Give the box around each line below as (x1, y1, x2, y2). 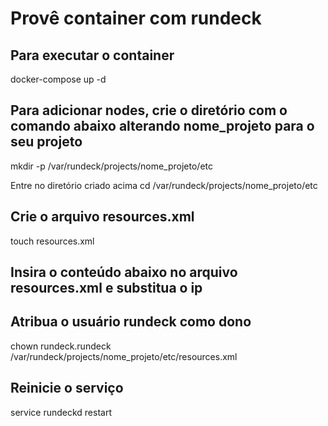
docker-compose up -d (10, 73, 107, 85)
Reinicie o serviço (10, 380, 124, 397)
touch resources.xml (10, 235, 95, 247)
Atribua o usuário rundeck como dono (10, 313, 252, 331)
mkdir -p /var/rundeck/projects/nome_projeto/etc (10, 160, 214, 172)
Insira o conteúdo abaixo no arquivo (10, 264, 238, 281)
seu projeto (10, 133, 83, 151)
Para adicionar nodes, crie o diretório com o (10, 102, 288, 119)
